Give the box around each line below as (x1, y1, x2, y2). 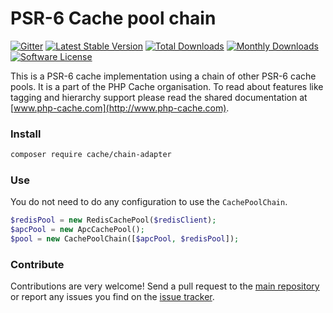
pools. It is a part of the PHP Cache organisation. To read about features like (10, 80, 324, 92)
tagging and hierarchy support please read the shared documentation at (10, 91, 308, 103)
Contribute (10, 257, 65, 271)
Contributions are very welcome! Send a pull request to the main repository (10, 280, 320, 292)
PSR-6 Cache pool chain (10, 7, 217, 30)
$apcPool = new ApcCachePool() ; (10, 225, 145, 235)
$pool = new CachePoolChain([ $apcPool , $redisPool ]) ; (10, 234, 240, 244)
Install (10, 127, 42, 141)
